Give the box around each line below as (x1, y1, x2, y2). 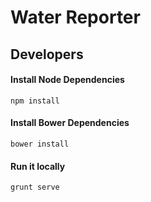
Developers (10, 46, 84, 63)
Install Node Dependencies (10, 74, 125, 86)
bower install (10, 139, 70, 149)
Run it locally (10, 160, 66, 172)
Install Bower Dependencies (10, 117, 130, 129)
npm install (10, 96, 60, 106)
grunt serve (10, 182, 60, 193)
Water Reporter (10, 6, 141, 29)
